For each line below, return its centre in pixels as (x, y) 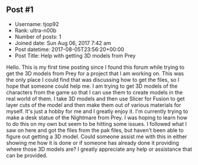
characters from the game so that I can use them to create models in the (95, 92)
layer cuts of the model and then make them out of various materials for (94, 105)
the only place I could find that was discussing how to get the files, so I (93, 80)
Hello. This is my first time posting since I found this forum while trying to (95, 67)
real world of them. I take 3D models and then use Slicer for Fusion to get (95, 99)
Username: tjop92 (37, 24)
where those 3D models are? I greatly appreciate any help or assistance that (99, 149)
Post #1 (20, 10)
